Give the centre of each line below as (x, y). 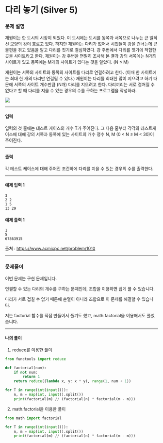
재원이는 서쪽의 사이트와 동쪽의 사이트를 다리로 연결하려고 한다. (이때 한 (72, 72)
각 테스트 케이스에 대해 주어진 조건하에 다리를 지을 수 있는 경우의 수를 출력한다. (79, 169)
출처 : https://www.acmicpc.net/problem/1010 (50, 249)
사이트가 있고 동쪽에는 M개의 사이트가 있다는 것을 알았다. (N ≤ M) (67, 62)
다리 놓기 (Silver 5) (41, 10)
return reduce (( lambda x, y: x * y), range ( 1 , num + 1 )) (73, 381)
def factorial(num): (26, 368)
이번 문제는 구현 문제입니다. (31, 278)
